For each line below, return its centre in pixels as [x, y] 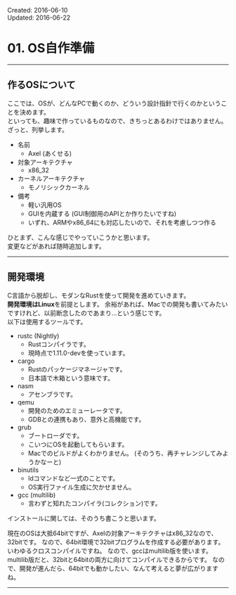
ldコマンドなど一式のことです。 [73, 478]
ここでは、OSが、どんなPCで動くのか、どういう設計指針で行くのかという [114, 103]
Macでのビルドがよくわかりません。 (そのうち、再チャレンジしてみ [125, 453]
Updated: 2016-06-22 [39, 18]
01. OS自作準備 [51, 48]
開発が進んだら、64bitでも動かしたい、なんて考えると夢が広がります [119, 568]
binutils [28, 470]
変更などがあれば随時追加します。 [56, 246]
